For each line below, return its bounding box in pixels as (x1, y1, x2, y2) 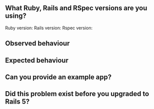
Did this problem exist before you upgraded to (5, 90, 150, 98)
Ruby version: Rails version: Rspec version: (5, 25, 93, 31)
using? (5, 12, 27, 20)
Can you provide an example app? (5, 73, 112, 81)
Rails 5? (5, 98, 30, 106)
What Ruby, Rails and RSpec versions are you (5, 4, 148, 12)
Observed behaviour (5, 39, 70, 48)
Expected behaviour (5, 56, 69, 64)
